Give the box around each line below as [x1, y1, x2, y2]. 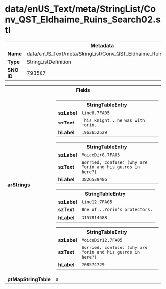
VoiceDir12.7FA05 [81, 237, 123, 243]
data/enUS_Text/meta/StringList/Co [5, 3, 156, 15]
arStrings [7, 181, 31, 188]
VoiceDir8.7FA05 [81, 152, 120, 158]
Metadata [90, 42, 114, 49]
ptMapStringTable [7, 276, 51, 283]
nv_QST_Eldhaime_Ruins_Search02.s [5, 14, 161, 25]
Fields [76, 86, 90, 93]
